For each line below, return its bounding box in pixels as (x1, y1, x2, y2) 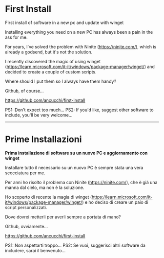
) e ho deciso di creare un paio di (82, 199, 148, 205)
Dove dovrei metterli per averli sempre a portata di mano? (5, 214, 121, 220)
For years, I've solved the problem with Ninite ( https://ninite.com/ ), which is (5, 44, 157, 49)
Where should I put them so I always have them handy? (5, 78, 116, 84)
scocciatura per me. (5, 170, 45, 176)
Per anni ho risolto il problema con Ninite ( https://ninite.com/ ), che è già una (5, 179, 158, 185)
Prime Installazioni (5, 134, 82, 145)
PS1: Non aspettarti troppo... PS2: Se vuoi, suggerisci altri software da (5, 242, 145, 248)
